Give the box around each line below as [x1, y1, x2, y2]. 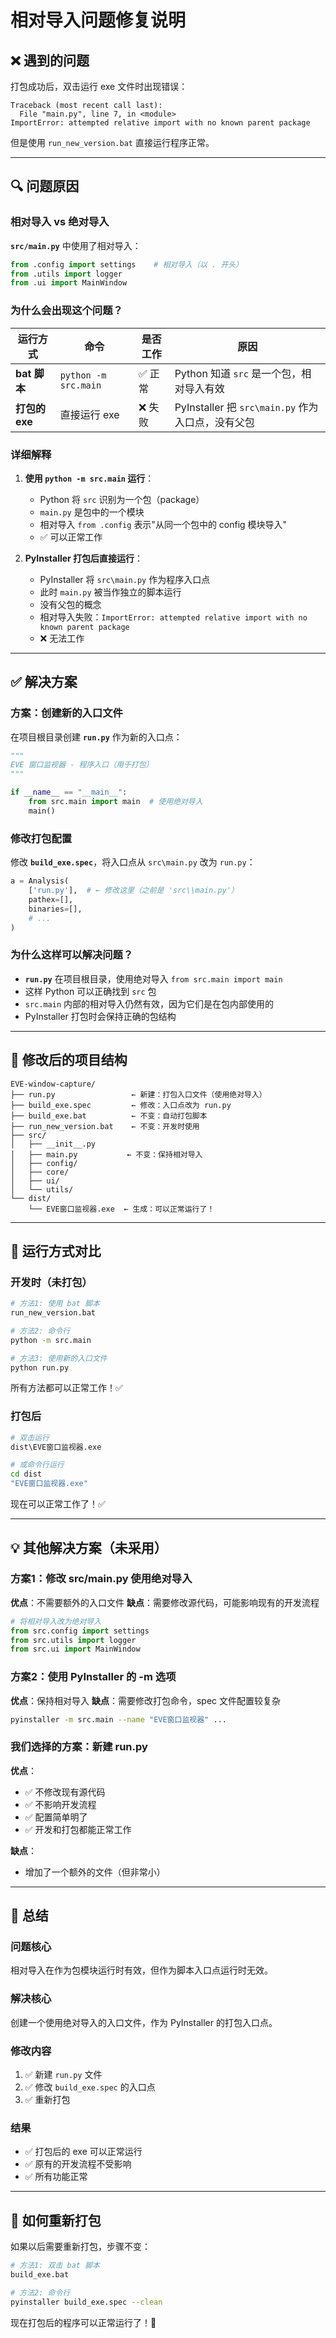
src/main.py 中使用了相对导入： [10, 239, 142, 251]
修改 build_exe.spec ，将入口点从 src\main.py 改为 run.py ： [10, 856, 256, 868]
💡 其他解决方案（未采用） [10, 1539, 168, 1556]
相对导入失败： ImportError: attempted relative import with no [39, 611, 308, 623]
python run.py [10, 1362, 70, 1373]
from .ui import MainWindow [10, 278, 128, 288]
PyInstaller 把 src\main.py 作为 [174, 400, 319, 414]
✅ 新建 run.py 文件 [24, 2069, 103, 2081]
